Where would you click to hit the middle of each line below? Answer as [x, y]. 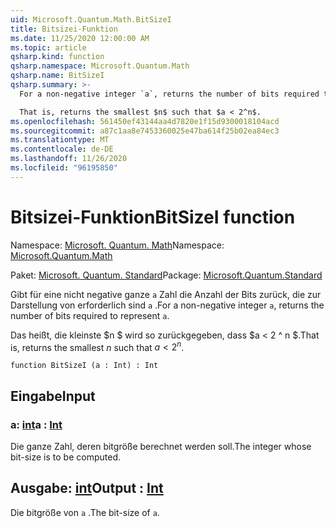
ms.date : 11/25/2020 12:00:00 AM [80, 38]
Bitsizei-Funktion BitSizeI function [153, 217]
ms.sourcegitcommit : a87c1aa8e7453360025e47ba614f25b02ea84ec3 [145, 131]
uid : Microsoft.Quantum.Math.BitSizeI [91, 19]
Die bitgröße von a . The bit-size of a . [85, 512]
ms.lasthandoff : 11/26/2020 [69, 159]
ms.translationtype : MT [60, 140]
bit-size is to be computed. [65, 457]
